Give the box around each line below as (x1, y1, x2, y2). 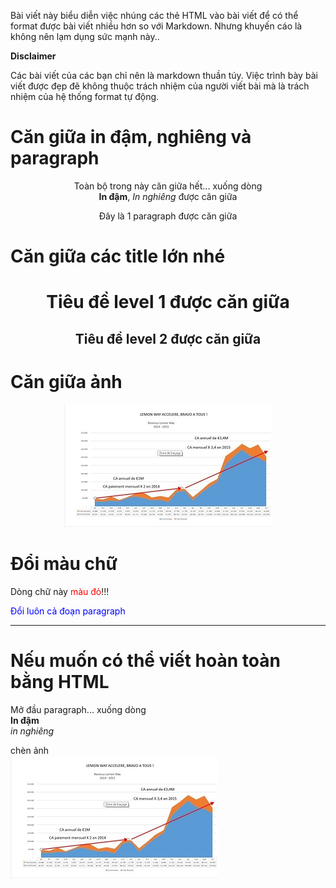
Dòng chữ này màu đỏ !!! (10, 585, 110, 597)
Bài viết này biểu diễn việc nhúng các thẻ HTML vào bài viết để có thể (10, 10, 299, 21)
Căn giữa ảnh (10, 370, 123, 393)
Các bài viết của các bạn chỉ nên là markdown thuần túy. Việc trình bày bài (10, 70, 318, 81)
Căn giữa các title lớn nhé (10, 245, 226, 268)
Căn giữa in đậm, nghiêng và (10, 126, 252, 149)
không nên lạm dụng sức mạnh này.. (10, 31, 160, 42)
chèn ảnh (10, 744, 50, 756)
